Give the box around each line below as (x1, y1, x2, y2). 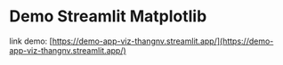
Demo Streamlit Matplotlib (9, 6, 207, 27)
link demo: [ (9, 36, 53, 46)
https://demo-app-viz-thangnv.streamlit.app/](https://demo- (52, 36, 274, 46)
